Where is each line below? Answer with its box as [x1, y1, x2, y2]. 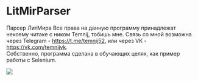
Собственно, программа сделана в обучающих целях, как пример [6, 50, 180, 57]
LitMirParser [6, 4, 71, 18]
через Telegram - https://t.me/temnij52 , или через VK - [6, 37, 147, 44]
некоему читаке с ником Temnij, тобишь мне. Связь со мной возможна [6, 30, 192, 37]
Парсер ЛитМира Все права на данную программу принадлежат [6, 24, 177, 31]
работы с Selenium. [6, 56, 57, 63]
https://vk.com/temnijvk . [6, 44, 68, 51]
